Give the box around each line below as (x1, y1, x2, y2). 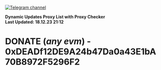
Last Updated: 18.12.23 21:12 (5, 19, 64, 25)
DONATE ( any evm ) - (5, 36, 91, 47)
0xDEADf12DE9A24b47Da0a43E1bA (5, 46, 156, 57)
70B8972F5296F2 (5, 56, 80, 68)
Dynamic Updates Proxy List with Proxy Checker (5, 14, 105, 19)
